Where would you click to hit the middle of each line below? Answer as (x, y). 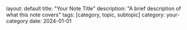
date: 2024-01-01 (51, 21)
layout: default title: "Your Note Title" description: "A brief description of (94, 9)
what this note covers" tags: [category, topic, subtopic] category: (86, 15)
